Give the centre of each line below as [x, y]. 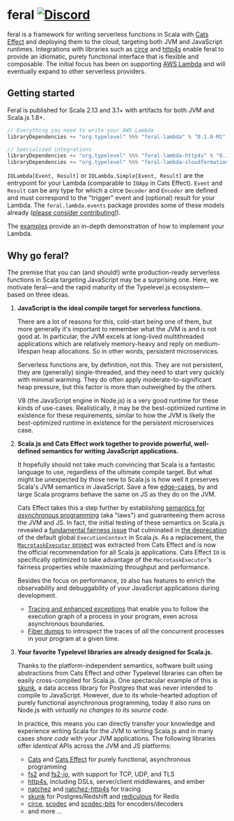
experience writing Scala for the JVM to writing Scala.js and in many [115, 731]
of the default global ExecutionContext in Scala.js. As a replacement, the [120, 537]
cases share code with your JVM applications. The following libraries [116, 738]
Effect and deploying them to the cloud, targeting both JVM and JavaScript [115, 41]
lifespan [29, 351]
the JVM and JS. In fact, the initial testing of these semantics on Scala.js [121, 522]
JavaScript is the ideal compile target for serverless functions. [110, 308]
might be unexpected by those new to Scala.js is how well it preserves [118, 479]
